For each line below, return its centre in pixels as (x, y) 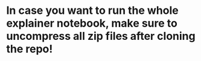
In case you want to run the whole (93, 11)
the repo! (30, 49)
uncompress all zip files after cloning (101, 36)
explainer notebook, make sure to (92, 23)
